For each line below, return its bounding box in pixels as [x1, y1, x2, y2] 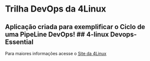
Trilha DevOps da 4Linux [5, 3, 106, 15]
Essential [5, 38, 34, 46]
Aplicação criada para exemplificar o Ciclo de [5, 23, 146, 31]
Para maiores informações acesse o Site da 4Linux [5, 51, 107, 56]
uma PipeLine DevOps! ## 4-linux [5, 30, 109, 38]
